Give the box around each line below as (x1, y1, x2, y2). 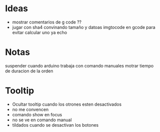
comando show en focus (12, 111, 62, 117)
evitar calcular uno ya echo (12, 29, 68, 35)
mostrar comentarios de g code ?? (12, 19, 82, 25)
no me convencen (12, 106, 49, 112)
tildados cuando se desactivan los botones (12, 122, 99, 128)
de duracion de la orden (5, 68, 53, 74)
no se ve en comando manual (12, 117, 72, 123)
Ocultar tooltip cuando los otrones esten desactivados (12, 101, 122, 107)
